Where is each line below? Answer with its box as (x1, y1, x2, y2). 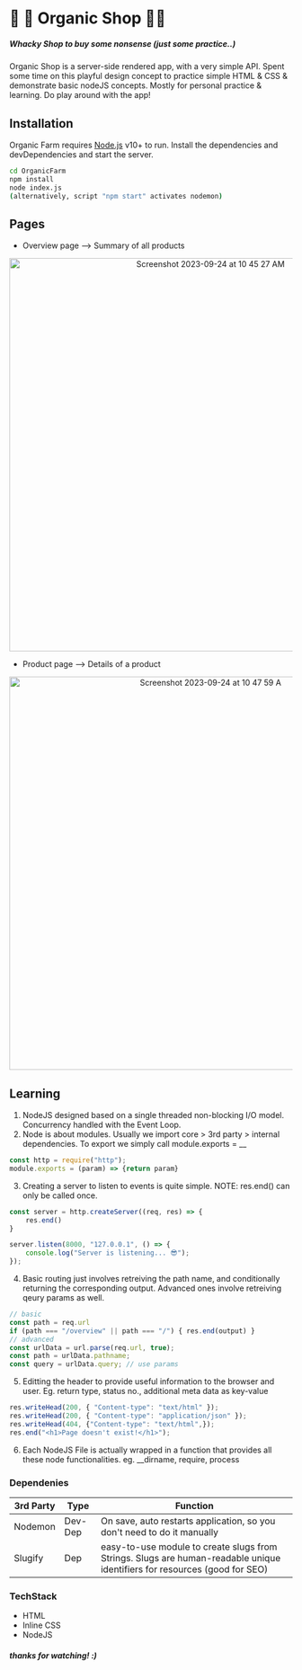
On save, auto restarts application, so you (100, 1515, 276, 1527)
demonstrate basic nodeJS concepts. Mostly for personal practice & (9, 80, 262, 91)
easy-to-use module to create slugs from (100, 1541, 278, 1553)
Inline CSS (22, 1620, 61, 1630)
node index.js (9, 183, 63, 192)
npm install (9, 174, 54, 183)
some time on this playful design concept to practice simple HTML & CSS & (9, 71, 289, 82)
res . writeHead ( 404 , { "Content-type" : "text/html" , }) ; (9, 1419, 216, 1428)
